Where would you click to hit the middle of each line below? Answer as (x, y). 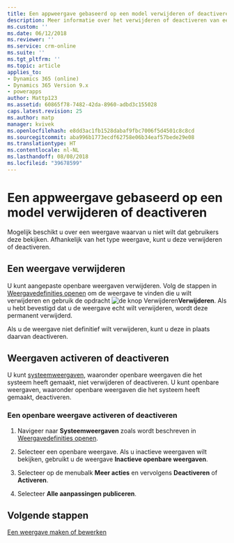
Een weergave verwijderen (66, 269)
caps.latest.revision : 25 (45, 111)
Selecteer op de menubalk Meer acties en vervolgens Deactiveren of (117, 472)
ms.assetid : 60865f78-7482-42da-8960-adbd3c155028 (82, 105)
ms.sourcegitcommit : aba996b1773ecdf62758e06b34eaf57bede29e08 (101, 137)
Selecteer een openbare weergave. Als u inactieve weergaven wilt (112, 451)
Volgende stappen (48, 515)
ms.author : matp (31, 117)
